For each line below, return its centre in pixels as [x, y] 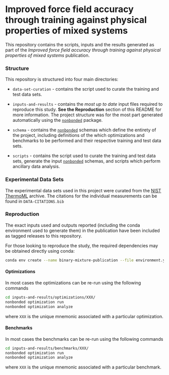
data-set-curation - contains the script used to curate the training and [86, 89]
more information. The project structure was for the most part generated [88, 115]
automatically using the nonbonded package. [58, 120]
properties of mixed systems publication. [48, 55]
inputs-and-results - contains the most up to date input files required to [88, 104]
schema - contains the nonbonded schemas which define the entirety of [84, 130]
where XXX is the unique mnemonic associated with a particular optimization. [84, 316]
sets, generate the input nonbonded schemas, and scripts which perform [87, 161]
